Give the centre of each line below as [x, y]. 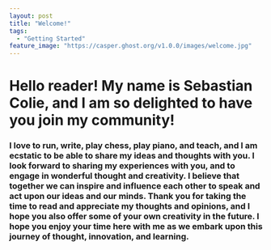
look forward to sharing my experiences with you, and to [122, 166]
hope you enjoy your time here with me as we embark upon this [136, 227]
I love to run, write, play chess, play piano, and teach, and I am [133, 146]
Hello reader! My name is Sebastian [131, 86]
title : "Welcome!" [40, 23]
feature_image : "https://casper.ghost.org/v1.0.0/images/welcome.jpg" [131, 46]
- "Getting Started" [51, 38]
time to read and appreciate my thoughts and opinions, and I [129, 206]
